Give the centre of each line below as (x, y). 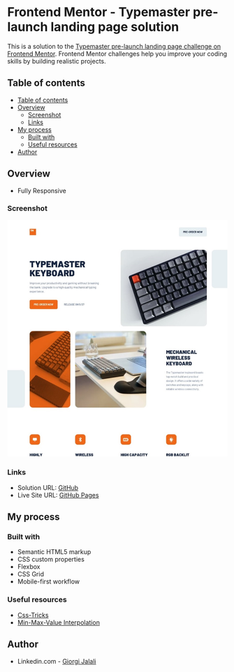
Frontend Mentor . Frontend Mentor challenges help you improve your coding (117, 54)
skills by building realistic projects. (57, 61)
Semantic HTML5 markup (54, 552)
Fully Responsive (42, 191)
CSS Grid (30, 574)
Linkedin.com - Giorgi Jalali (57, 661)
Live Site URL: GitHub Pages (58, 495)
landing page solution (115, 27)
